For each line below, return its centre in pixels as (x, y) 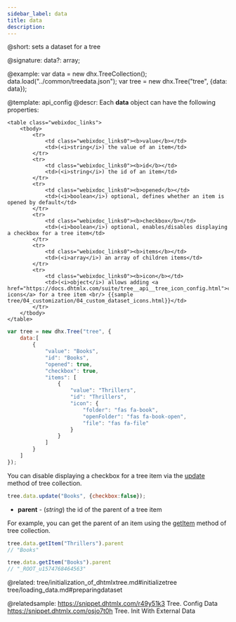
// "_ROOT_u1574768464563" (47, 569)
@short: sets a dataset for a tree (54, 47)
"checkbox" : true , (72, 371)
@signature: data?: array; (44, 60)
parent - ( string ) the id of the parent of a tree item (90, 509)
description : (26, 27)
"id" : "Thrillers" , (99, 397)
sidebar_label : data (38, 14)
